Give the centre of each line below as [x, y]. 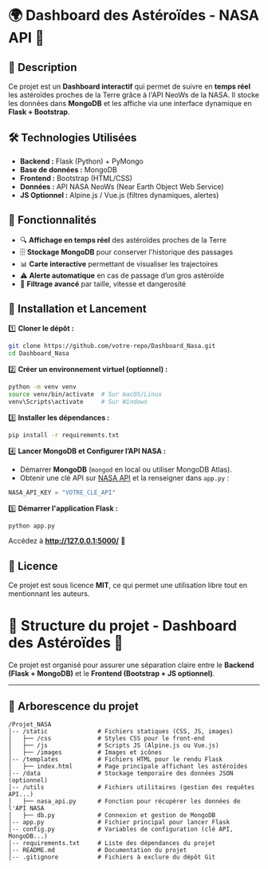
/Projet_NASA [30, 725]
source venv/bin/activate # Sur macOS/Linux [85, 395]
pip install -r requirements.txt [64, 435]
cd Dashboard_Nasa [39, 354]
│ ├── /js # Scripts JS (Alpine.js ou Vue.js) [114, 745]
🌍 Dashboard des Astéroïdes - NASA [134, 16]
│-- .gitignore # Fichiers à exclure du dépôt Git [112, 857]
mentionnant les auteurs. [49, 594]
